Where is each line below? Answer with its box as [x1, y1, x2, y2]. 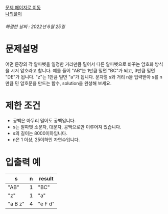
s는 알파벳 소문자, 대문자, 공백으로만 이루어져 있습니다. [12, 124, 122, 130]
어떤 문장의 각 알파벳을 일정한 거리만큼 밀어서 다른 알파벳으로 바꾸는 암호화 [5, 61, 154, 67]
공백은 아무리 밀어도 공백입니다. [12, 118, 76, 124]
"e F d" [38, 200, 55, 207]
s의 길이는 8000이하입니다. [12, 130, 68, 137]
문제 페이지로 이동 [5, 5, 41, 10]
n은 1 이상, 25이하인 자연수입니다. [12, 137, 80, 143]
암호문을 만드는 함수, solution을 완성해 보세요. [20, 80, 112, 86]
